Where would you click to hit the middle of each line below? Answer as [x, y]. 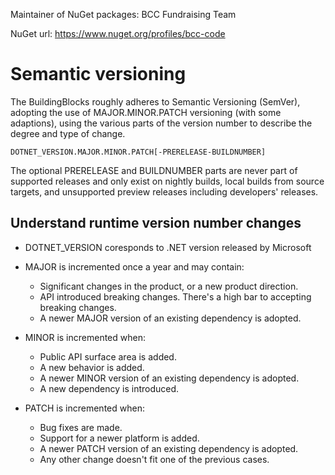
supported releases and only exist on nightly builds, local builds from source [167, 181]
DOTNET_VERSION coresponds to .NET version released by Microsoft [168, 247]
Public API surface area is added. [108, 356]
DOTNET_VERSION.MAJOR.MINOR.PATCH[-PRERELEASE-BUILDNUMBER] [138, 152]
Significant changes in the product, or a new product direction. [169, 286]
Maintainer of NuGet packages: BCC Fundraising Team [123, 14]
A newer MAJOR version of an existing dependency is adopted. [170, 318]
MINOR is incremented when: [85, 337]
